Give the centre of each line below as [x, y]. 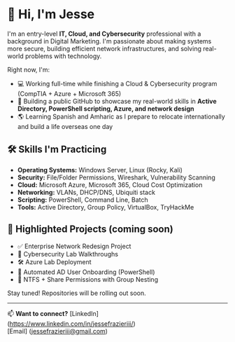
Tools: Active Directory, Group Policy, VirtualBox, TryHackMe [106, 207]
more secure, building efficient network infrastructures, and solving [104, 48]
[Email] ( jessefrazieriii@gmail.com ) [58, 331]
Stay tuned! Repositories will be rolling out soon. [77, 293]
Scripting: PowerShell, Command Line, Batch [83, 200]
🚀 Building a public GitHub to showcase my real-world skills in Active [117, 101]
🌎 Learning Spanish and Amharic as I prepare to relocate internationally [121, 116]
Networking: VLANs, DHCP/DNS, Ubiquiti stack [86, 192]
